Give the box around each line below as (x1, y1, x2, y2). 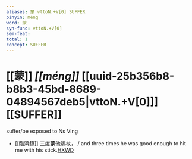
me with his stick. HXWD (14, 146, 74, 154)
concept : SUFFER (6, 42, 46, 48)
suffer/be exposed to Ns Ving (6, 127, 78, 135)
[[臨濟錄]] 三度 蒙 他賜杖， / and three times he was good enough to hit (14, 139, 186, 146)
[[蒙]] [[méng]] (6, 70, 80, 83)
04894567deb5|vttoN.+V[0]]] (6, 95, 159, 109)
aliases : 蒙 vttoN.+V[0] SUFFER (6, 8, 86, 15)
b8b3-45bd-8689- (6, 83, 102, 96)
